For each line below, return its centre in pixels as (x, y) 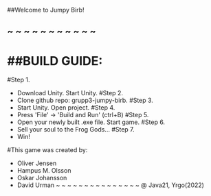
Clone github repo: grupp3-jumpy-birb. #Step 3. (85, 100)
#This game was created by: (47, 150)
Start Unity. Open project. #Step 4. (66, 108)
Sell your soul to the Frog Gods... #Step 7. (76, 130)
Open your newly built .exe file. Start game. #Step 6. (91, 122)
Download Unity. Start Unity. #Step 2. (70, 93)
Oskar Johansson (42, 178)
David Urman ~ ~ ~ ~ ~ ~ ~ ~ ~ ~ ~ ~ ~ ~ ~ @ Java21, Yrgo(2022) (111, 185)
